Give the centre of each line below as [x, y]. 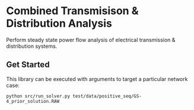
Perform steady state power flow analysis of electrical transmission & [91, 40]
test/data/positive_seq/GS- [107, 96]
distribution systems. [32, 46]
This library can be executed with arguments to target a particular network [97, 79]
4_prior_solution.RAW [33, 101]
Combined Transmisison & [72, 11]
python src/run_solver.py [38, 96]
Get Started [28, 65]
